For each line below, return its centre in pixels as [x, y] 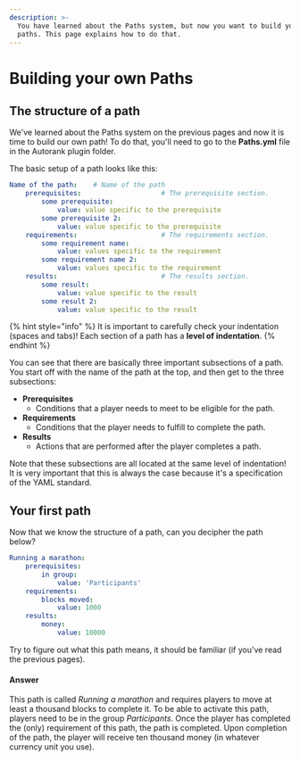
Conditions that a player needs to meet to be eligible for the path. [155, 409]
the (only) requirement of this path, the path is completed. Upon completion [148, 728]
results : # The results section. [137, 277]
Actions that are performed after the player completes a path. [148, 446]
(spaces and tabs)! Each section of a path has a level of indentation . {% [142, 336]
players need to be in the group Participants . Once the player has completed [150, 718]
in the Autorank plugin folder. [62, 152]
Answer [24, 680]
